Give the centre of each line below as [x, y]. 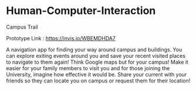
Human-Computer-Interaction [81, 11]
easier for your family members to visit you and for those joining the [88, 68]
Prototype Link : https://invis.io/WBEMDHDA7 [61, 38]
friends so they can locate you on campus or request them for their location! [98, 81]
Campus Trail [22, 27]
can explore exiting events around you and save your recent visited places [96, 56]
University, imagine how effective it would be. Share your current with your [97, 74]
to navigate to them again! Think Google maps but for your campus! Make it [97, 62]
